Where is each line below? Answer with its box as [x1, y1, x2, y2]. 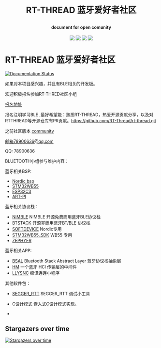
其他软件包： [5, 280, 30, 286]
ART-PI [12, 193, 27, 199]
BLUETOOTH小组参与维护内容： [5, 158, 69, 164]
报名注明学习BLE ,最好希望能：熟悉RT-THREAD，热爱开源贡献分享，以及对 [5, 112, 154, 117]
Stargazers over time [5, 324, 70, 333]
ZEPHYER [12, 237, 32, 243]
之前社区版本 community [5, 128, 54, 134]
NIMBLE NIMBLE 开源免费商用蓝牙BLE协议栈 [12, 214, 101, 219]
